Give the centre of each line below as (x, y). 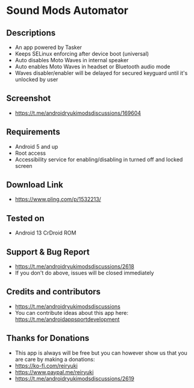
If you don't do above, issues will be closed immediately (84, 273)
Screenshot (29, 98)
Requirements (33, 132)
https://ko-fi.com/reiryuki (46, 366)
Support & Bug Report (48, 252)
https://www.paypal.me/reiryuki (54, 372)
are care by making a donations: (55, 359)
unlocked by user (36, 79)
